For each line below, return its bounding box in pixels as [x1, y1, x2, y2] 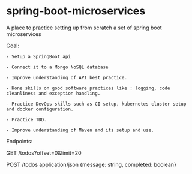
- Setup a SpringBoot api [6, 53, 71, 59]
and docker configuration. [6, 106, 74, 112]
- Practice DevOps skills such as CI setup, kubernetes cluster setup [6, 101, 187, 107]
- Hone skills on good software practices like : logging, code [6, 85, 170, 91]
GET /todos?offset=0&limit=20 [6, 149, 82, 157]
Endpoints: [6, 137, 33, 145]
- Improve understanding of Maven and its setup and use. [6, 127, 154, 133]
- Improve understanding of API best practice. [6, 74, 128, 80]
